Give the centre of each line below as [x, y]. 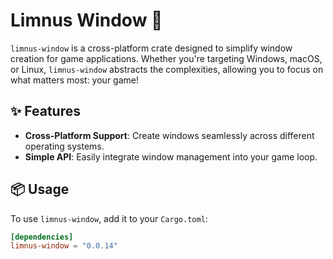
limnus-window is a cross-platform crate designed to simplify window [151, 48]
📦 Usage [40, 189]
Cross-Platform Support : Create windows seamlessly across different [169, 135]
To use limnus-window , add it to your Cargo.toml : [109, 218]
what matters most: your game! [74, 80]
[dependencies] [42, 237]
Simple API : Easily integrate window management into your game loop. [171, 156]
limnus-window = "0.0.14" [64, 246]
